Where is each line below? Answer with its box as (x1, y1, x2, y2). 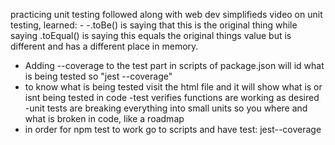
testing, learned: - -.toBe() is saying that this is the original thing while (10, 19, 298, 31)
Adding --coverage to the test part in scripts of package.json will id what (24, 60, 325, 71)
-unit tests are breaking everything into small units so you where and (24, 102, 308, 114)
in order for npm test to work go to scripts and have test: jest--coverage (24, 124, 322, 135)
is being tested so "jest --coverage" (24, 70, 173, 82)
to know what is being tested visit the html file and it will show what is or (24, 81, 323, 93)
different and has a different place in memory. (10, 40, 199, 52)
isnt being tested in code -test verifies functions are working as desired (24, 92, 320, 103)
